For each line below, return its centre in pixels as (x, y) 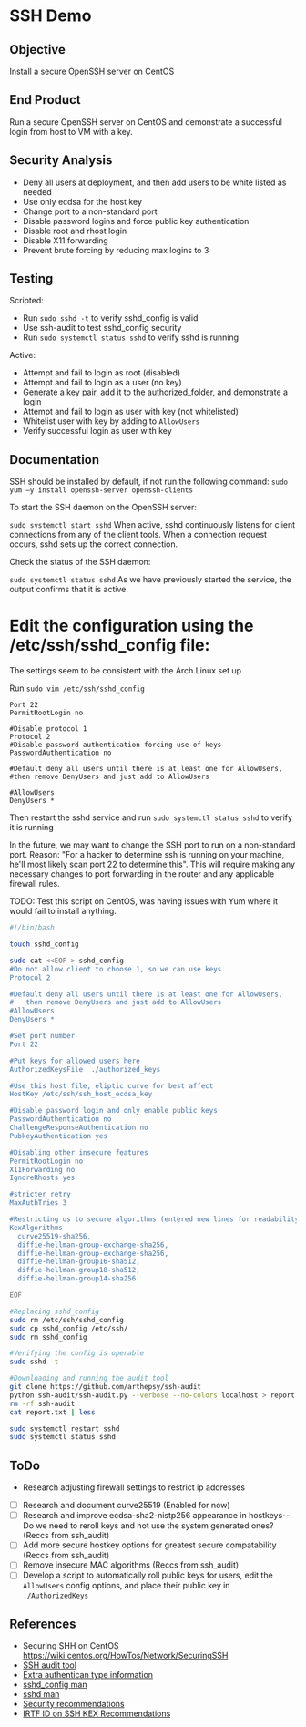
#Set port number (42, 1036)
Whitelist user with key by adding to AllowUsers (111, 421)
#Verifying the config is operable (77, 1353)
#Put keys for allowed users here (75, 1061)
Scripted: (26, 301)
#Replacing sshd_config (55, 1311)
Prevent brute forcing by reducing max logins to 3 (116, 250)
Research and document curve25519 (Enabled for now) (126, 1506)
